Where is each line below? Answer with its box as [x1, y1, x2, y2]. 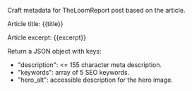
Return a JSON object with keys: [7, 47, 102, 55]
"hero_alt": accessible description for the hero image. [17, 75, 173, 84]
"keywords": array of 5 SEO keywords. [17, 68, 130, 76]
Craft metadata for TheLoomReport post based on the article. [7, 6, 186, 14]
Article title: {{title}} [7, 20, 64, 28]
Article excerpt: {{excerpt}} [7, 33, 87, 42]
